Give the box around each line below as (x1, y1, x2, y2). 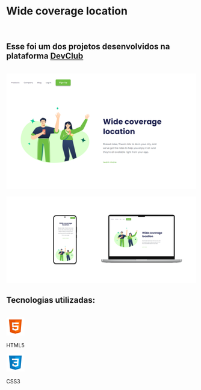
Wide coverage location (6, 4, 128, 18)
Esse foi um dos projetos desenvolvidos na (6, 42, 170, 52)
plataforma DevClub (6, 51, 84, 61)
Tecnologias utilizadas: (6, 295, 95, 305)
